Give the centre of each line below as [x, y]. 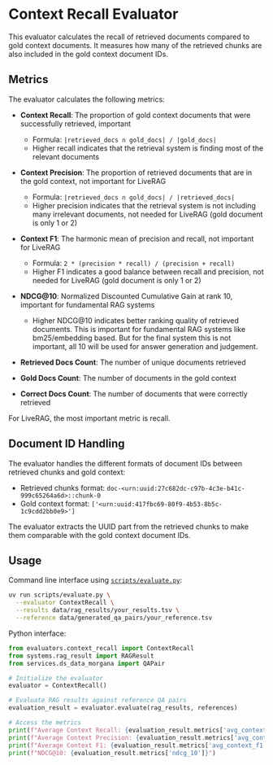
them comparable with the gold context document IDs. [100, 535]
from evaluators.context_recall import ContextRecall [102, 648]
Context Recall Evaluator [93, 14]
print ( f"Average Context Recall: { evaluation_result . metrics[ [116, 730]
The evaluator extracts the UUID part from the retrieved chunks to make [129, 527]
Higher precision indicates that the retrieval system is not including [144, 205]
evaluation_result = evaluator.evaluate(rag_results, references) [123, 708]
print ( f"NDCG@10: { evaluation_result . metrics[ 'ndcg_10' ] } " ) [113, 753]
